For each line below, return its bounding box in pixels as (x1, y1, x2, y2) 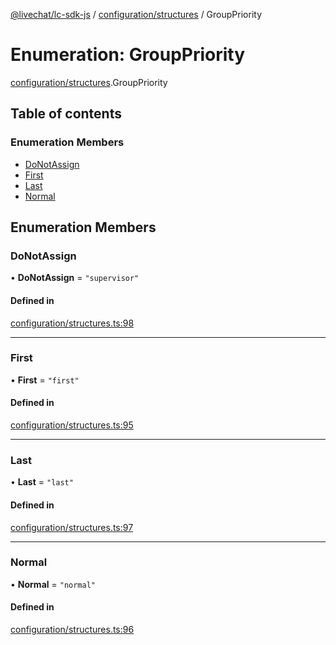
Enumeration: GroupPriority (10, 44, 246, 66)
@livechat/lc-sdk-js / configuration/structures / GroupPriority (10, 9, 263, 20)
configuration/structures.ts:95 (10, 419, 134, 431)
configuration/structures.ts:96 (10, 624, 135, 636)
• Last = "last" (10, 476, 74, 488)
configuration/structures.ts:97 (10, 521, 134, 533)
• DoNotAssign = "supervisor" (10, 272, 140, 284)
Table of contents (10, 105, 122, 123)
